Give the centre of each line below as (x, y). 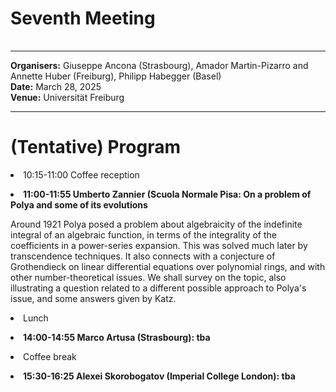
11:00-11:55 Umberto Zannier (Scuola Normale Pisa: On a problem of (167, 194)
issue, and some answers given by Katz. (93, 298)
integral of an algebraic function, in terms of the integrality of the (143, 234)
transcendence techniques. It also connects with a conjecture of (143, 256)
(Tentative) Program (96, 147)
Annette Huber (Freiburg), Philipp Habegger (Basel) (116, 76)
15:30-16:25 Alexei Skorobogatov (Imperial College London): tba (159, 376)
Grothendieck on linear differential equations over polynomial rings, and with (168, 266)
